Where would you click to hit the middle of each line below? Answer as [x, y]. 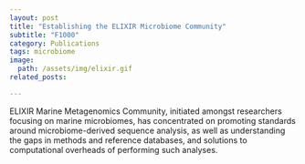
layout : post [34, 18]
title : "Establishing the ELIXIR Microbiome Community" [118, 26]
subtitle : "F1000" [44, 35]
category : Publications [55, 43]
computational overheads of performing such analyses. [114, 149]
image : [22, 60]
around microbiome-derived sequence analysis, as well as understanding [147, 130]
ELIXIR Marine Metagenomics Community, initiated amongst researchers [146, 111]
